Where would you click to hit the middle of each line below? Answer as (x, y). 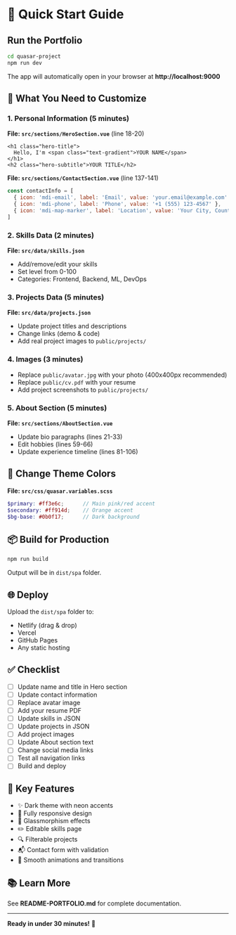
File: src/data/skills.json (46, 251)
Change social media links (55, 750)
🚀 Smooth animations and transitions (71, 860)
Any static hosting (44, 647)
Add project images (46, 735)
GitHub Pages (38, 640)
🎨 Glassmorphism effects (54, 821)
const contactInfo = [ (40, 191)
